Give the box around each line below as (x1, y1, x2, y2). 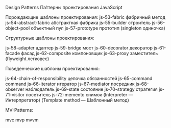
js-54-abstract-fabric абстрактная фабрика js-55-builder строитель (5, 20, 151, 25)
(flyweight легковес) (5, 56, 50, 62)
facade (5, 50, 20, 56)
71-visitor (5, 92, 25, 97)
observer (5, 86, 25, 92)
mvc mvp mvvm (5, 117, 39, 123)
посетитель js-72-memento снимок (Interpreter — (26, 92, 133, 97)
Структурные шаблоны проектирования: (5, 35, 94, 41)
